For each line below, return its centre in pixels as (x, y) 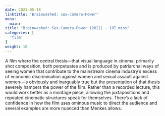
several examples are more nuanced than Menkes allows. (64, 108)
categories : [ (20, 33)
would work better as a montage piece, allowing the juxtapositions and (77, 92)
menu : (11, 19)
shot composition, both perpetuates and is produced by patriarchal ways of (82, 66)
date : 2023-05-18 (23, 10)
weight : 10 (16, 47)
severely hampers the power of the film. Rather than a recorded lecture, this (82, 87)
